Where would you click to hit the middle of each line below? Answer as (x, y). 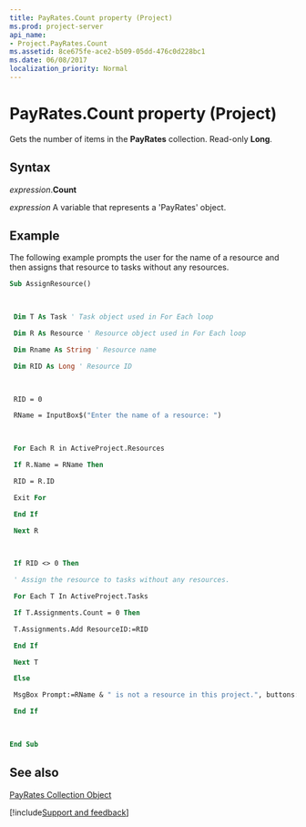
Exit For (30, 497)
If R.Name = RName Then (58, 465)
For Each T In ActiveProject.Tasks (81, 597)
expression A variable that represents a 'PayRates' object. (118, 207)
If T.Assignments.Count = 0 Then (77, 613)
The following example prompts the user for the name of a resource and (144, 258)
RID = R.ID (34, 481)
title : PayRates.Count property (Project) (91, 18)
